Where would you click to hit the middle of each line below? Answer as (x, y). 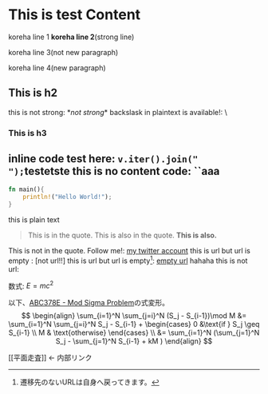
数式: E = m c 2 (31, 285)
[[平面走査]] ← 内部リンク (50, 358)
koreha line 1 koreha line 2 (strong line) (71, 37)
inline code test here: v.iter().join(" (103, 159)
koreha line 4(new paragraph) (57, 68)
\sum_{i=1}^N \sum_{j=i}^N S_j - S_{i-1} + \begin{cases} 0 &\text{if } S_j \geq (134, 324)
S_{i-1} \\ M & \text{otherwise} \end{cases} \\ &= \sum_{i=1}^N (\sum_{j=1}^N (134, 332)
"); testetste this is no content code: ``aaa (114, 171)
